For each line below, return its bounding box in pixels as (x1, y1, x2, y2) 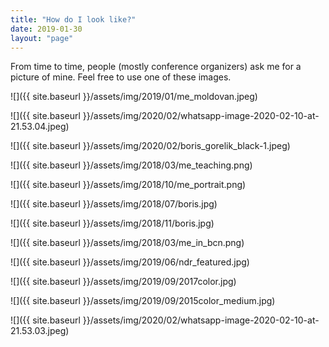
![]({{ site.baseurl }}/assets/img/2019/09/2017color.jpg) (10, 276, 237, 288)
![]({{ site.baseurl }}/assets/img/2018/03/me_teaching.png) (10, 159, 253, 171)
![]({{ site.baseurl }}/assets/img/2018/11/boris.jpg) (10, 217, 215, 230)
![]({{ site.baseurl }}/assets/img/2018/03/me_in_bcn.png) (10, 237, 245, 249)
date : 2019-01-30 (10, 24, 83, 34)
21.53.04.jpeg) (10, 121, 70, 133)
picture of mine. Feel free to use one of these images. (10, 71, 232, 83)
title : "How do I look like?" (10, 14, 137, 25)
